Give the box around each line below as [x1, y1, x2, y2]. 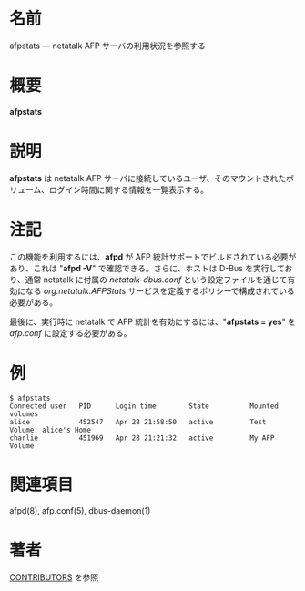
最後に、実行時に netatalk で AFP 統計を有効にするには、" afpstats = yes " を [9, 316, 296, 327]
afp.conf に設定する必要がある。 [9, 327, 132, 338]
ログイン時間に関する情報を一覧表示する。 [48, 184, 209, 195]
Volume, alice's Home [9, 425, 92, 434]
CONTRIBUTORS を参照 [9, 571, 99, 583]
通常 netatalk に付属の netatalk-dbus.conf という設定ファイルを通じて [25, 274, 288, 285]
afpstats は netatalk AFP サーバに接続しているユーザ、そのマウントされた [9, 172, 287, 183]
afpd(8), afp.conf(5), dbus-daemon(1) [9, 504, 151, 515]
